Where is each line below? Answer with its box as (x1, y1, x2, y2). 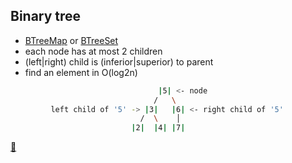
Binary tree (10, 8, 82, 25)
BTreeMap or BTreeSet (24, 34, 119, 46)
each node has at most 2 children (24, 45, 163, 57)
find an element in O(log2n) (24, 66, 138, 78)
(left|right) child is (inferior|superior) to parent (24, 55, 214, 68)
